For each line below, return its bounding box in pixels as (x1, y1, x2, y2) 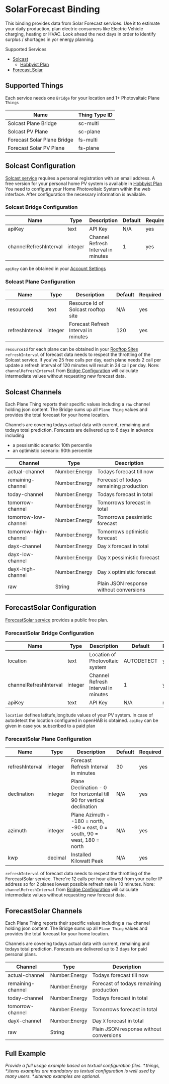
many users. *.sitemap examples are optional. (5, 1073, 101, 1079)
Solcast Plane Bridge (8, 120, 57, 127)
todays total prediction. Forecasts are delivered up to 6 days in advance (5, 427, 154, 433)
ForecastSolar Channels (5, 907, 82, 915)
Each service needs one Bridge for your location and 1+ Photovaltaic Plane (5, 95, 160, 101)
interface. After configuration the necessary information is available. (5, 191, 147, 197)
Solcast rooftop (69, 306, 106, 313)
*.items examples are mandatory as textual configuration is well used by (5, 1068, 155, 1074)
